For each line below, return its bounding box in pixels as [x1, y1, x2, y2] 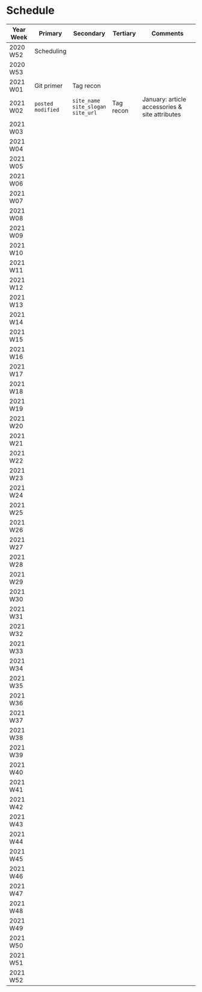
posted [34, 100, 54, 107]
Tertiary [112, 29, 136, 37]
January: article [142, 95, 186, 103]
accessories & [142, 102, 182, 111]
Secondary [73, 29, 106, 37]
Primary [38, 29, 63, 37]
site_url [72, 109, 97, 116]
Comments [151, 29, 184, 37]
